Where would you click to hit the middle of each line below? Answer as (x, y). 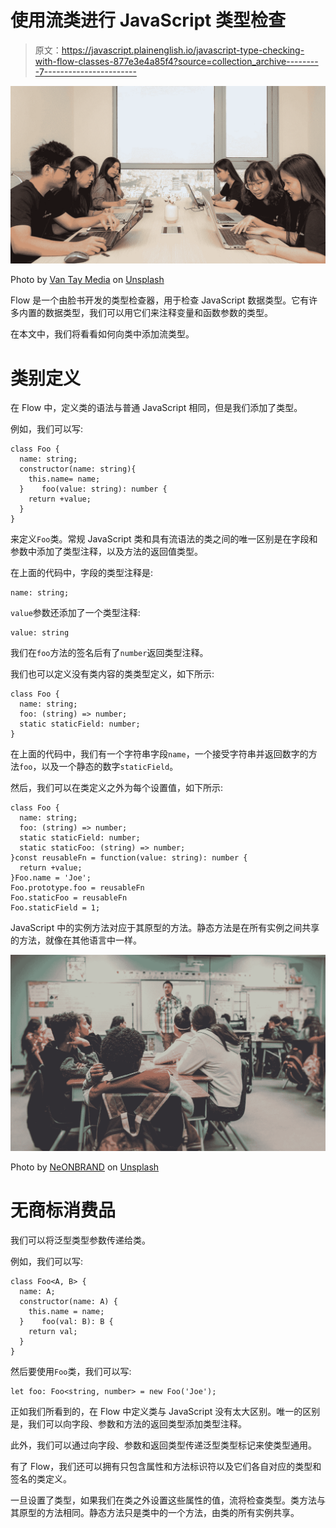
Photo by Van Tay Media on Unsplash (87, 280)
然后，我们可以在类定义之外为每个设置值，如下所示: (117, 788)
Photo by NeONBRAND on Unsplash (85, 1167)
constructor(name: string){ (78, 469)
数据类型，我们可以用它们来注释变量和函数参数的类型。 (158, 313)
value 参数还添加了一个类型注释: (75, 613)
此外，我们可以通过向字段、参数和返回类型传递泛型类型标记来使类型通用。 (163, 1445)
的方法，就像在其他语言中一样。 (76, 940)
